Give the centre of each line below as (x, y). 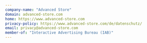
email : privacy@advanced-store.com (42, 28)
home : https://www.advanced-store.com (45, 19)
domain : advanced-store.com (34, 14)
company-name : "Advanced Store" (38, 10)
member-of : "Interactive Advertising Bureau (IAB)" (59, 33)
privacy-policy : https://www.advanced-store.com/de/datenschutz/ (73, 23)
